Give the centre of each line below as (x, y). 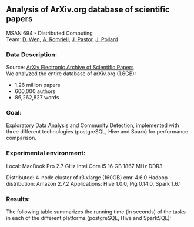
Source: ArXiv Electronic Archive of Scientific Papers (70, 68)
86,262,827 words (37, 98)
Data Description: (32, 54)
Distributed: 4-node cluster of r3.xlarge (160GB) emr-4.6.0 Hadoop (87, 177)
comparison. (21, 138)
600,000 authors (35, 91)
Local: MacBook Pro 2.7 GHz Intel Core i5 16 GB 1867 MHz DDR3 (84, 166)
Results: (18, 199)
